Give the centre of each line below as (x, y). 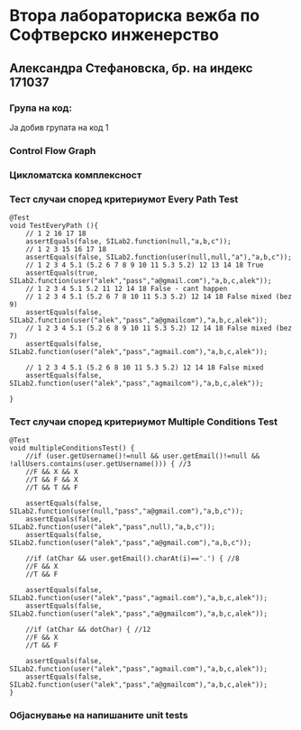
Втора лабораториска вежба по (134, 16)
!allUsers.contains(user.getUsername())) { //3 (100, 464)
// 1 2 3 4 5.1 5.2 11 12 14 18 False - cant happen (127, 289)
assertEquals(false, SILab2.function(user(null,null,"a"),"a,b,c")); (159, 258)
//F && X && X (52, 472)
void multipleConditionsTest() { (72, 448)
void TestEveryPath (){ (54, 226)
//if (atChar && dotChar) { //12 (88, 630)
